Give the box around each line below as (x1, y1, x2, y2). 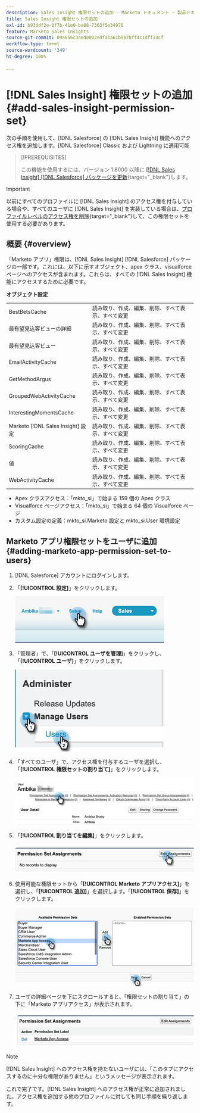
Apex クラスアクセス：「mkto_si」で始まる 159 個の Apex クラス (14, 495, 171, 502)
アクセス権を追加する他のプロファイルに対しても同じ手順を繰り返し (16, 1093, 183, 1100)
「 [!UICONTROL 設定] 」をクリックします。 (14, 584, 121, 591)
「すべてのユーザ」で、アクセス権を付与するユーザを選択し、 (14, 758, 165, 765)
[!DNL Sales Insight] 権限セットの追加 (6, 88, 193, 101)
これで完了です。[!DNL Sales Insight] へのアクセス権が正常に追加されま (6, 1085, 181, 1092)
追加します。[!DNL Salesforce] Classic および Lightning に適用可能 (26, 142, 190, 149)
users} (6, 555, 32, 565)
